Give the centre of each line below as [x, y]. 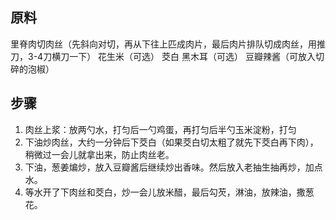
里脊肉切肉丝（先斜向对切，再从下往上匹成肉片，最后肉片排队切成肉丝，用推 [168, 44]
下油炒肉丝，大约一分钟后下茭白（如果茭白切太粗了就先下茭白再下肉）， [171, 142]
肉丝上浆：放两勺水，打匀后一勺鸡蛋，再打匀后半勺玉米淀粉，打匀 [160, 129]
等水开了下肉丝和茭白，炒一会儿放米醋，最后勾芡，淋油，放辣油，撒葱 [169, 192]
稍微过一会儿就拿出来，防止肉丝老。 [99, 154]
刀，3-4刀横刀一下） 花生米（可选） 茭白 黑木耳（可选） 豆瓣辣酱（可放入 [163, 56]
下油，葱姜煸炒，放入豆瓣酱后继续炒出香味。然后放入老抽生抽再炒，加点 [173, 167]
